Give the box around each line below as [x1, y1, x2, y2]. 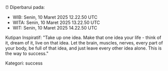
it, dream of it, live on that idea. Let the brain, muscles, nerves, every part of [5, 40, 163, 45]
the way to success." [5, 50, 49, 56]
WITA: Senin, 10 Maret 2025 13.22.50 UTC [12, 19, 100, 25]
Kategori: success [5, 60, 43, 66]
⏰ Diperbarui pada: [5, 4, 45, 10]
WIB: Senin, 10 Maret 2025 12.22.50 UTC [12, 14, 97, 20]
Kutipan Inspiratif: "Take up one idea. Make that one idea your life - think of [5, 34, 161, 40]
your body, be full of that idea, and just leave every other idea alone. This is [5, 45, 162, 51]
